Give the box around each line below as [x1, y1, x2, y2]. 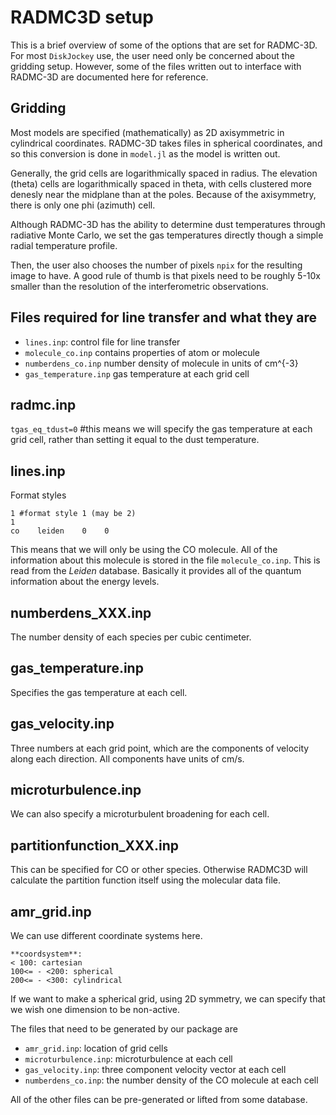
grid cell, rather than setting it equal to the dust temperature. [10, 434, 260, 446]
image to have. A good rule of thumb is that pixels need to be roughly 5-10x [10, 269, 322, 281]
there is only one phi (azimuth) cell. [10, 199, 156, 211]
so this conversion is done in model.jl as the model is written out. [10, 147, 281, 160]
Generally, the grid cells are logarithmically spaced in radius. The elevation [10, 167, 318, 179]
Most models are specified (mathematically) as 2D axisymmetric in [10, 126, 285, 138]
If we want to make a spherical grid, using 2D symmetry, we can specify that [10, 993, 326, 1005]
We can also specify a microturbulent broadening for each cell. [10, 808, 270, 820]
